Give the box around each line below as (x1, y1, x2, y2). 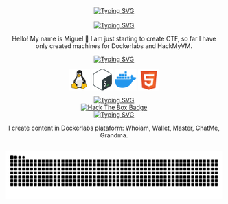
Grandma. (100, 131, 128, 139)
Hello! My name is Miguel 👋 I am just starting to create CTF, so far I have (12, 34, 216, 43)
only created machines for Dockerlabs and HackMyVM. (35, 42, 193, 50)
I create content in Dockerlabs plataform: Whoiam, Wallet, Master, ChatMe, (8, 124, 220, 132)
